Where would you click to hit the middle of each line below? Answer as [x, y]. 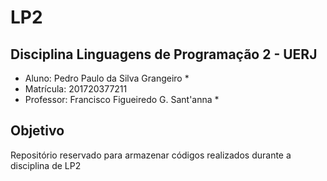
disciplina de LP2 [46, 165]
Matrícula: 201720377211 [76, 89]
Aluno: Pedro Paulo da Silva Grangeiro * [107, 78]
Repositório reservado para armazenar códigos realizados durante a [151, 155]
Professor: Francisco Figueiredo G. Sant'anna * [122, 99]
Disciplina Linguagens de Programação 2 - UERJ [164, 54]
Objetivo [37, 131]
